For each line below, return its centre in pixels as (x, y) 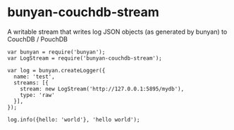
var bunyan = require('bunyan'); (56, 52)
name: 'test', (34, 77)
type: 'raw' (37, 95)
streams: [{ (31, 83)
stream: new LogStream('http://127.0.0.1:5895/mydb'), (102, 89)
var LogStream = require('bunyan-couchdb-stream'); (85, 58)
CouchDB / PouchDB (38, 39)
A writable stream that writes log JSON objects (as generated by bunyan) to (117, 32)
